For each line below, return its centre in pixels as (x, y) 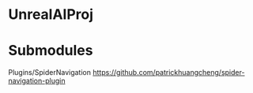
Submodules (51, 51)
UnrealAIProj (51, 15)
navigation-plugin (37, 81)
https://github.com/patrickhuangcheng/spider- (168, 73)
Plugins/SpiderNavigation (50, 73)
